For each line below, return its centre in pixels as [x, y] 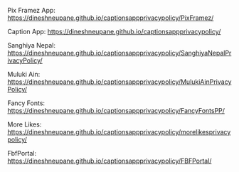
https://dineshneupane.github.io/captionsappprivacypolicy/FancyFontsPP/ [116, 111]
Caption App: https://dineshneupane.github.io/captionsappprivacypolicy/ [114, 32]
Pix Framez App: [31, 10]
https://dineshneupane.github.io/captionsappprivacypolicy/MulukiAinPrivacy [119, 82]
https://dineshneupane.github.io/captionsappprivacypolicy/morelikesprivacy [119, 132]
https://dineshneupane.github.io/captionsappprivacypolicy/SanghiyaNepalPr [119, 53]
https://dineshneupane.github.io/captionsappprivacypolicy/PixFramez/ [111, 18]
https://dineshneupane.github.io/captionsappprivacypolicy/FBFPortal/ [110, 161]
